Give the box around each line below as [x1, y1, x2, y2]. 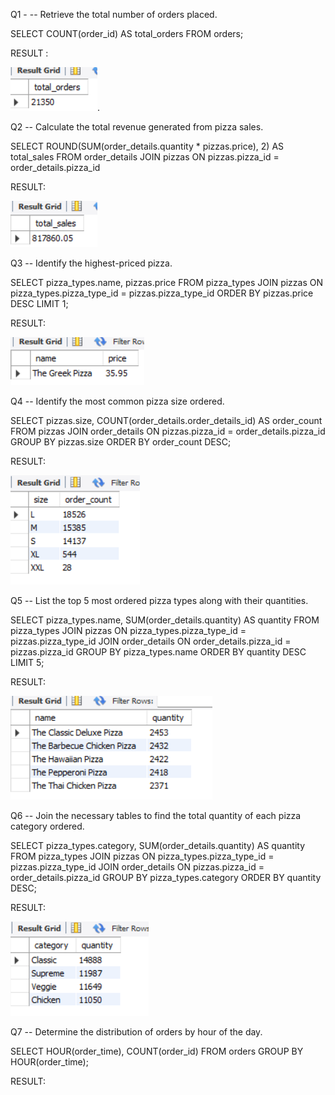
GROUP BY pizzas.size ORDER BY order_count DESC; [10, 436, 232, 448]
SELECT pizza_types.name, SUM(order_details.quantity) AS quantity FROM [10, 614, 320, 626]
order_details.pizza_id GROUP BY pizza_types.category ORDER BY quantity [10, 872, 322, 883]
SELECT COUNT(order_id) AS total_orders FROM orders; [10, 28, 244, 39]
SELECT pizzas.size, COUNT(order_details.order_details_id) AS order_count [10, 415, 323, 426]
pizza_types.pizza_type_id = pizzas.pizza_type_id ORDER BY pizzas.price [10, 287, 314, 299]
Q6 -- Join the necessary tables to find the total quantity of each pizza [10, 810, 302, 821]
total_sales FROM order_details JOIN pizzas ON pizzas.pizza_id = [10, 151, 280, 163]
